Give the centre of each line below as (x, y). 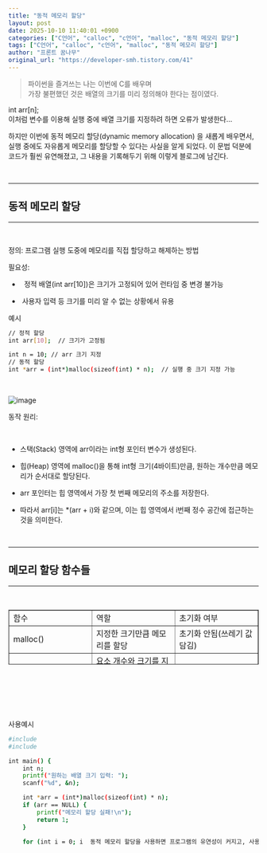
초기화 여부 (199, 618)
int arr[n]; (24, 109)
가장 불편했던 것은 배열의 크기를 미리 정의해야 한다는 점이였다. (123, 93)
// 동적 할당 (27, 362)
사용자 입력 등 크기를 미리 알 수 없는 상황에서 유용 (98, 301)
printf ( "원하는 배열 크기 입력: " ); (75, 776)
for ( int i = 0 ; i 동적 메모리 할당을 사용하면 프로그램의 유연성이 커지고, (134, 842)
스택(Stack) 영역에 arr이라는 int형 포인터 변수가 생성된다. (108, 449)
